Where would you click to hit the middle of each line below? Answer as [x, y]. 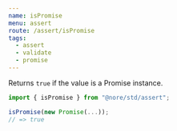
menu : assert [30, 23]
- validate [34, 53]
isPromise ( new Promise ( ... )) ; [59, 112]
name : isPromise [35, 16]
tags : [17, 38]
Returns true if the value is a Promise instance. [86, 83]
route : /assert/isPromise [51, 30]
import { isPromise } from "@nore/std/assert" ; [89, 97]
